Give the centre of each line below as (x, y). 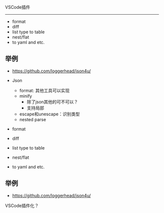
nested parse (33, 119)
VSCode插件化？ (22, 205)
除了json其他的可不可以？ (52, 102)
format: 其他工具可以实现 (44, 90)
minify (26, 96)
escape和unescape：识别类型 (50, 114)
